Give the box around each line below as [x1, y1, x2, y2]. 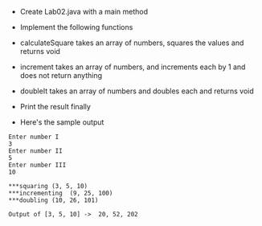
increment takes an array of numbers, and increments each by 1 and [19, 62, 246, 72]
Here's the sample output [19, 117, 104, 127]
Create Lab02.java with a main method [19, 7, 149, 16]
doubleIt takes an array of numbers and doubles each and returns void [19, 86, 255, 96]
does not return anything [19, 71, 103, 80]
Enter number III [8, 161, 67, 169]
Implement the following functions [19, 23, 133, 31]
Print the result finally [19, 102, 91, 111]
